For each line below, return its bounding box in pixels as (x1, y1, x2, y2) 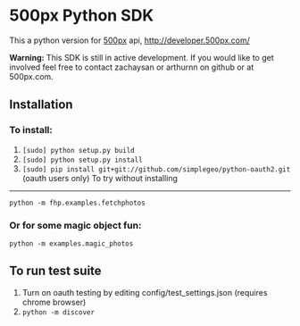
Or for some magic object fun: (9, 219, 142, 231)
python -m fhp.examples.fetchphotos (9, 198, 146, 207)
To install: (9, 124, 54, 137)
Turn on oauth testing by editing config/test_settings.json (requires (21, 287, 268, 297)
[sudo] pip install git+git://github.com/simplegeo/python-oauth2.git (21, 164, 291, 174)
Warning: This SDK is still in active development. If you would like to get (9, 52, 274, 63)
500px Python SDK (9, 5, 154, 26)
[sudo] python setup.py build (21, 146, 136, 155)
